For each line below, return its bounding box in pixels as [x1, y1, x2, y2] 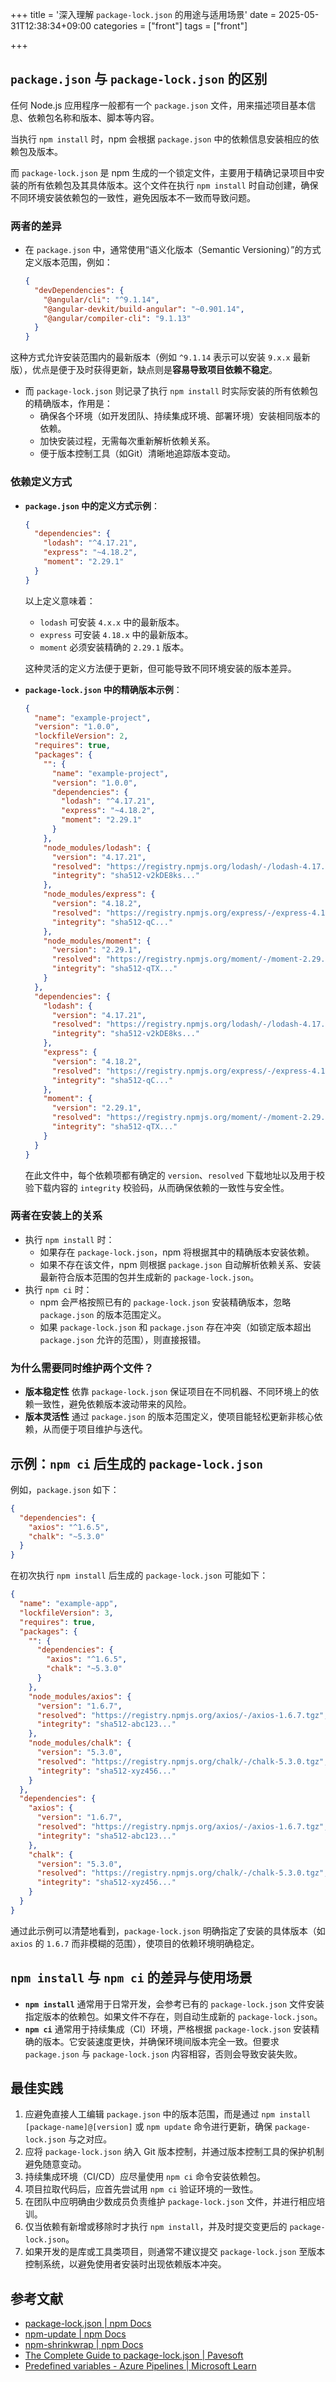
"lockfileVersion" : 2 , [34, 731, 129, 742]
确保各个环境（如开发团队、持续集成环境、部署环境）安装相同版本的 [39, 410, 321, 422]
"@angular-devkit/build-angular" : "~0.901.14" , [43, 304, 245, 314]
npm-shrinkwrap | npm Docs [24, 2339, 144, 2351]
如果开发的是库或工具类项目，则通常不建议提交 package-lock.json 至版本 [24, 2246, 326, 2258]
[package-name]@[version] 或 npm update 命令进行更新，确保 [24, 2121, 273, 2133]
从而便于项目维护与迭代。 [42, 1423, 148, 1435]
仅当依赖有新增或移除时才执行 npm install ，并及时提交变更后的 [24, 2221, 288, 2233]
